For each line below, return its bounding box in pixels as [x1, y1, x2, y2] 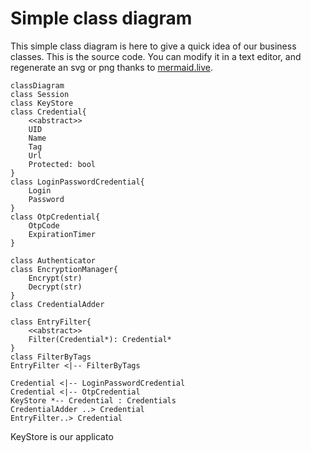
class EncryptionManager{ [10, 264, 118, 274]
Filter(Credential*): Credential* [28, 334, 172, 344]
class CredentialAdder [10, 299, 105, 309]
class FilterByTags [10, 352, 92, 362]
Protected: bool [28, 159, 97, 169]
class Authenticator [10, 255, 97, 266]
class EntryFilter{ [10, 317, 92, 327]
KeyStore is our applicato [10, 430, 114, 442]
